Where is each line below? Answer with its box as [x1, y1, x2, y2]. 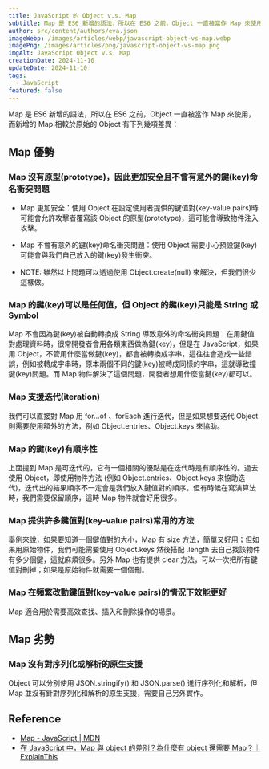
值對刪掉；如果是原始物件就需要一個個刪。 [8, 565, 149, 575]
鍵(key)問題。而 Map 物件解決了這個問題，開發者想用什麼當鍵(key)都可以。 [8, 369, 257, 379]
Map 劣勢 [8, 632, 54, 646]
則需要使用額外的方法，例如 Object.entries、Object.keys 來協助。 [8, 421, 224, 430]
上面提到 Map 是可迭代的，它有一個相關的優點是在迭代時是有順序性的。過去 [8, 462, 259, 472]
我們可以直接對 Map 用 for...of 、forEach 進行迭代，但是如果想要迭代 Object [8, 411, 259, 421]
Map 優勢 [8, 145, 54, 159]
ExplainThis [19, 752, 58, 762]
